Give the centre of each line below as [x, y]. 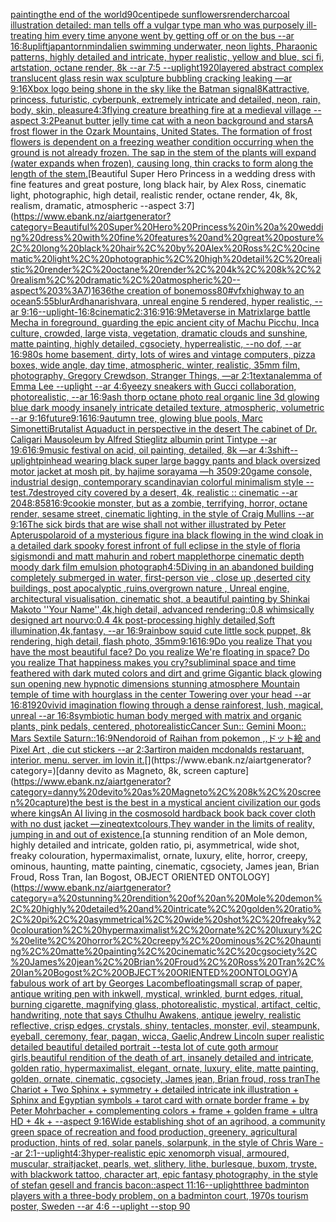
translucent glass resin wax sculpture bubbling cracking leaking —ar [151, 78]
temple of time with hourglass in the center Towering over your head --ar [161, 694]
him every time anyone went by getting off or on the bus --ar [169, 35]
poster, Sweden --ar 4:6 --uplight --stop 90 [100, 1206]
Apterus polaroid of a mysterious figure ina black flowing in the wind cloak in [167, 535]
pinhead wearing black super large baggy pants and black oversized [179, 460]
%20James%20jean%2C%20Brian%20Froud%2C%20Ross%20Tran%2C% [168, 962]
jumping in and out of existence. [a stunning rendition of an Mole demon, [159, 834]
